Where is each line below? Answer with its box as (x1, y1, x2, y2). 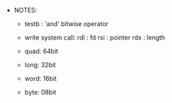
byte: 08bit (24, 88, 56, 96)
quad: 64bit (24, 47, 59, 55)
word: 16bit (24, 74, 57, 83)
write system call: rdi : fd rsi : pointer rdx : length (24, 33, 166, 42)
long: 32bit (24, 61, 56, 69)
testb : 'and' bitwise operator (24, 20, 109, 28)
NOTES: (13, 6, 37, 14)
